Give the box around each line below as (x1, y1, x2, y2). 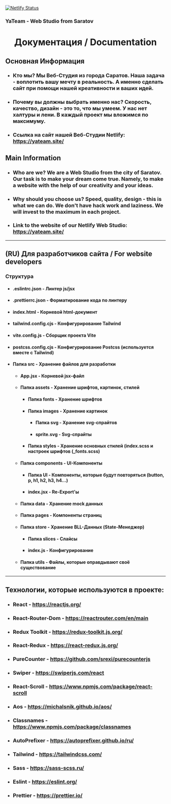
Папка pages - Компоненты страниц (20, 512, 102, 518)
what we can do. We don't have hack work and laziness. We (12, 202, 164, 209)
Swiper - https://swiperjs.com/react (12, 670, 104, 677)
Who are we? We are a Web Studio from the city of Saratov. (12, 169, 162, 176)
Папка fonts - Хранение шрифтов (27, 396, 103, 402)
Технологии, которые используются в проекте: (5, 585, 164, 594)
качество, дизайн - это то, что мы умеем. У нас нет (12, 105, 148, 112)
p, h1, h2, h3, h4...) (27, 477, 68, 483)
